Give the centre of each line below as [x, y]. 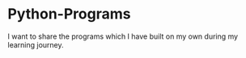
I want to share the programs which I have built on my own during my [123, 36]
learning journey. [36, 44]
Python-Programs [69, 14]
